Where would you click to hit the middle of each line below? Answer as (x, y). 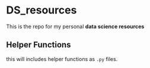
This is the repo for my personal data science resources (75, 26)
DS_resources (42, 10)
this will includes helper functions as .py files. (62, 59)
